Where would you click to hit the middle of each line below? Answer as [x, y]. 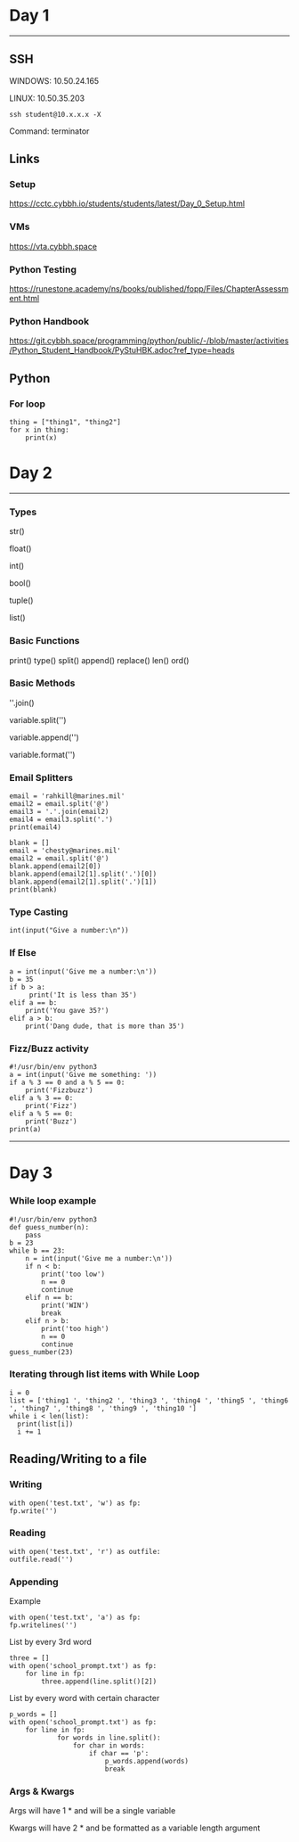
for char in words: [109, 1746]
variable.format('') [42, 754]
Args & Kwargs [42, 1791]
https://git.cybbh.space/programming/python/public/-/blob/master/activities [149, 341]
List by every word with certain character [85, 1698]
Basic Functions [44, 641]
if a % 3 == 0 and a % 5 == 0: [67, 1083]
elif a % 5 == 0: [41, 1114]
